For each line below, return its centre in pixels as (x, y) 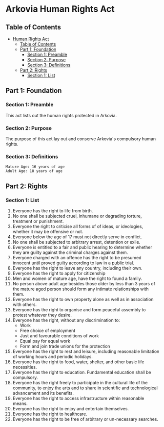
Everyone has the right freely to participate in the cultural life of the (80, 382)
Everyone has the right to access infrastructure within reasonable (78, 398)
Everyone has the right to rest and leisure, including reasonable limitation (86, 351)
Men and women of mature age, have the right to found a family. (77, 278)
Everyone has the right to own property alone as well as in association (83, 299)
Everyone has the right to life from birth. (53, 211)
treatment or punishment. (38, 221)
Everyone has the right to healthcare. (50, 414)
